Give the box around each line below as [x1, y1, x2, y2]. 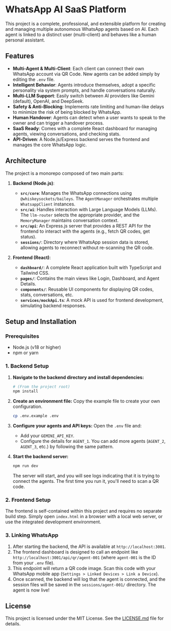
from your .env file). [12, 560, 55, 566]
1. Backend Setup [5, 362, 50, 370]
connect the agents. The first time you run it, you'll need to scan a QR [12, 478, 159, 484]
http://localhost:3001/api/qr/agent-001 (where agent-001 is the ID [12, 554, 156, 560]
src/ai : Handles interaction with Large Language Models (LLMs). [20, 206, 157, 212]
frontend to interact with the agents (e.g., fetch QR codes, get [20, 228, 150, 234]
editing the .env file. [12, 76, 55, 83]
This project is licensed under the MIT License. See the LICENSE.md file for [5, 615, 164, 621]
